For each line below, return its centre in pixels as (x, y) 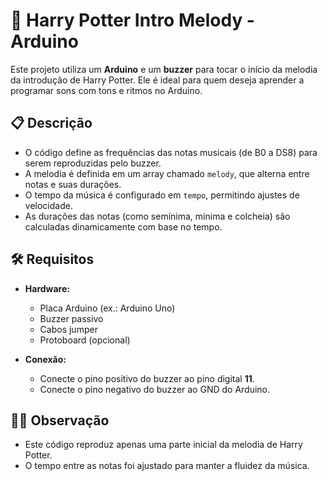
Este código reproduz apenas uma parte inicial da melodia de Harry (163, 445)
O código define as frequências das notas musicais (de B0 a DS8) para (171, 152)
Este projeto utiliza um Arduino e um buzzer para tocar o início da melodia (164, 69)
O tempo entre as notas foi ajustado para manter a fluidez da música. (167, 466)
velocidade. (48, 205)
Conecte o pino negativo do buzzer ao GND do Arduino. (155, 389)
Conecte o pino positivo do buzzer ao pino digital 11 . (147, 378)
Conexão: (45, 359)
